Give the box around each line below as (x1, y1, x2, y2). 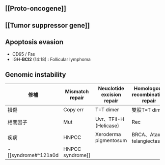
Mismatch (65, 88, 89, 95)
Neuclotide (98, 85, 124, 92)
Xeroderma (95, 131, 121, 138)
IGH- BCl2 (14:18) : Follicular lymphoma (12, 56, 91, 62)
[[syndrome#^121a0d (7, 152, 59, 159)
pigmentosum (95, 137, 127, 144)
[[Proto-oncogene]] (5, 4, 66, 13)
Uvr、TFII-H (95, 116, 124, 123)
